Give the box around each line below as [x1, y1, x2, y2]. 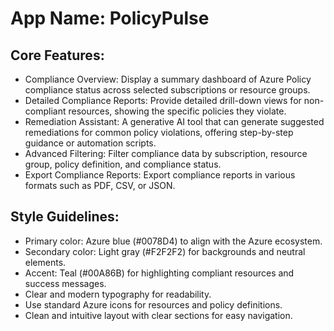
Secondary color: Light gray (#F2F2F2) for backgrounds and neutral [24, 245, 306, 257]
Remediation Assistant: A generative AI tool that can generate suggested [24, 116, 325, 127]
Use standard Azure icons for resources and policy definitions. [24, 298, 283, 311]
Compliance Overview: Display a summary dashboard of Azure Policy [24, 73, 312, 85]
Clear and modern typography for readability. [24, 288, 212, 300]
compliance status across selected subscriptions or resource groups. [24, 84, 311, 96]
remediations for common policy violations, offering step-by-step [24, 127, 294, 138]
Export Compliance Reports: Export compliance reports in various [24, 169, 296, 181]
